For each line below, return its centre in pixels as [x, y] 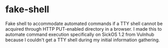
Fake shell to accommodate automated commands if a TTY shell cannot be [84, 23]
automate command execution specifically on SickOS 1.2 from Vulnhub [80, 34]
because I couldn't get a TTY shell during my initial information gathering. [82, 40]
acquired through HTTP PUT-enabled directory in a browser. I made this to [83, 29]
